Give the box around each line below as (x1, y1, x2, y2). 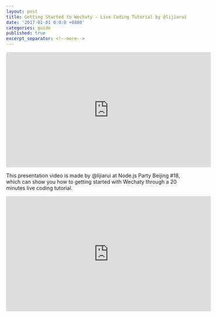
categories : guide (6, 25, 51, 31)
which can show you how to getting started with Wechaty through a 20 (6, 178, 177, 185)
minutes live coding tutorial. (6, 185, 73, 191)
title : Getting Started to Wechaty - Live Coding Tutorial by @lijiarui (6, 14, 187, 20)
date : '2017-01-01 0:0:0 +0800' (6, 19, 85, 25)
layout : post (6, 8, 38, 15)
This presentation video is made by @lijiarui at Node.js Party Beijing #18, (6, 172, 180, 179)
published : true (6, 30, 46, 36)
